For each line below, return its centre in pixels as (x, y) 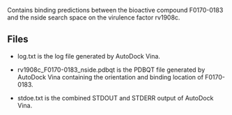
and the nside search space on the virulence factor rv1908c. (94, 17)
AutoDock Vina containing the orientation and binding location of (110, 77)
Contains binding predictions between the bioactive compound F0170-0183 (115, 10)
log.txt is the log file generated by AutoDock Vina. (88, 56)
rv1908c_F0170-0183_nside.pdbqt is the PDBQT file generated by (111, 70)
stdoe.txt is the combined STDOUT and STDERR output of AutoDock (115, 98)
